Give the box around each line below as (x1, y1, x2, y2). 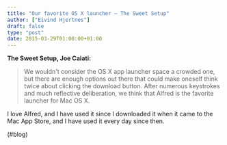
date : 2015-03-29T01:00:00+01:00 (7, 36, 103, 42)
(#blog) (7, 131, 29, 139)
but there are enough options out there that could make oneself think (23, 75, 219, 83)
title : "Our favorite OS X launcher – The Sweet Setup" (7, 10, 170, 17)
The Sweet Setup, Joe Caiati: (7, 54, 91, 62)
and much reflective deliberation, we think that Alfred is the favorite (23, 90, 214, 98)
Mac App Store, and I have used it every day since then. (7, 117, 165, 125)
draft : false (7, 23, 44, 29)
